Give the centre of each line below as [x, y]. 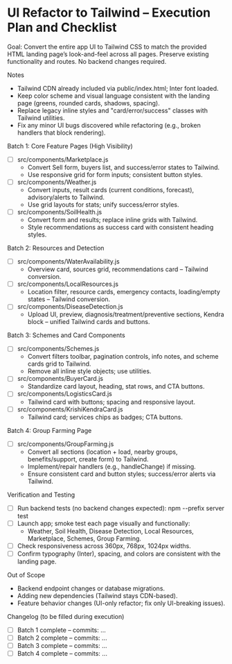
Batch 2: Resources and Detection [56, 248]
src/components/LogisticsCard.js [65, 394]
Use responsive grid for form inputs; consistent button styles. [115, 174]
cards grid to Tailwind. [59, 364]
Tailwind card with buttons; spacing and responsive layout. [111, 402]
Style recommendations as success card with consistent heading [121, 228]
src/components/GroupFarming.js [65, 444]
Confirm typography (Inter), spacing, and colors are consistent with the [119, 554]
